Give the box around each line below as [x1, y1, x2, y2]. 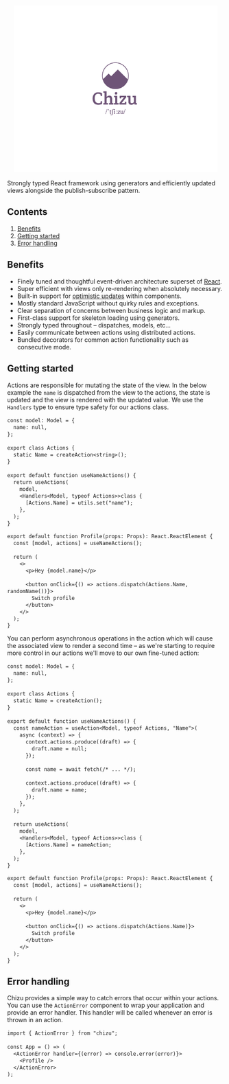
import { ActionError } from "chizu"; [7, 1030, 118, 1037]
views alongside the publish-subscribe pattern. [7, 187, 141, 195]
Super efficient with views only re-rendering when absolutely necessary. [16, 284, 223, 292]
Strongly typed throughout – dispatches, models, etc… [16, 321, 171, 329]
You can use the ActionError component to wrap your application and [7, 1001, 204, 1010]
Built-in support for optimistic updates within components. [16, 292, 182, 300]
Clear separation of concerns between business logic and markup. [16, 306, 206, 314]
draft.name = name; [32, 786, 88, 794]
